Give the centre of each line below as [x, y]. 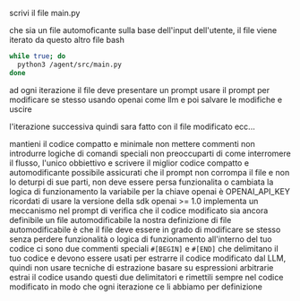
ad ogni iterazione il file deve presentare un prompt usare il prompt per [140, 90]
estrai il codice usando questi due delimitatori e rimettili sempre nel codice [146, 277]
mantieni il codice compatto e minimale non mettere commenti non [132, 143]
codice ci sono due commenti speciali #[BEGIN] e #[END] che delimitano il [144, 248]
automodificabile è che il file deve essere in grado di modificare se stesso [145, 229]
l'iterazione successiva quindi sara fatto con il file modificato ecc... [132, 126]
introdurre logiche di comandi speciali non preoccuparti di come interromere [150, 153]
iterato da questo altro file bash [67, 40]
